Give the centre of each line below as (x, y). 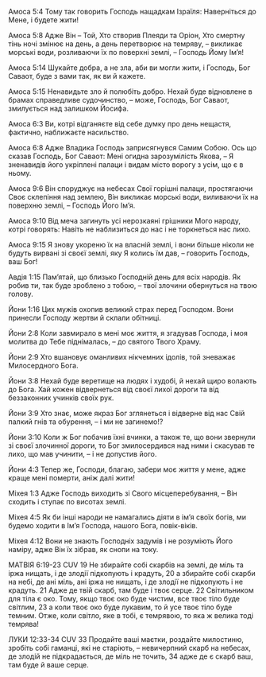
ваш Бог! (23, 261)
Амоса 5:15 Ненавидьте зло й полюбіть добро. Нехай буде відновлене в (130, 91)
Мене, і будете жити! (44, 20)
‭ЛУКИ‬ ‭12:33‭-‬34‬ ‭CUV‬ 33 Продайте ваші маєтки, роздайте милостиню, (126, 639)
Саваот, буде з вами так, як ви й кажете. (77, 76)
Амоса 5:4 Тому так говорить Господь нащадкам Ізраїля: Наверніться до (132, 12)
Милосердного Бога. (43, 366)
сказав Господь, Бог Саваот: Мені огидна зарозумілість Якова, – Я (121, 156)
